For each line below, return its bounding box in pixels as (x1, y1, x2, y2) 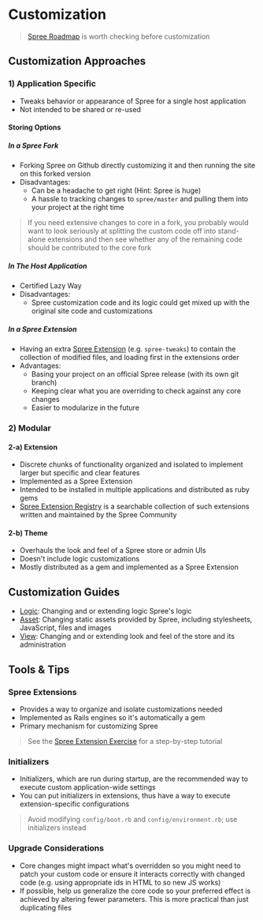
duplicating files (19, 903, 72, 912)
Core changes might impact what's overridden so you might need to (19, 861, 242, 870)
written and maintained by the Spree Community (19, 510, 177, 520)
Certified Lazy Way (19, 281, 82, 291)
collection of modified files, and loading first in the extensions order (19, 353, 239, 362)
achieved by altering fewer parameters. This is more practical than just (19, 894, 249, 903)
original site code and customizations (31, 306, 154, 316)
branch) (31, 377, 57, 388)
